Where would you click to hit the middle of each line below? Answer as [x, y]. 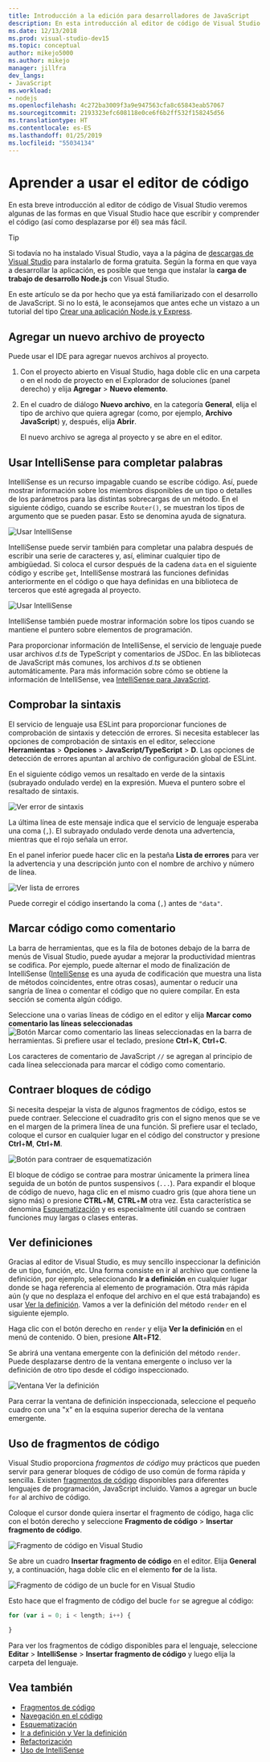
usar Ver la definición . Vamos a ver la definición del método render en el [128, 1305]
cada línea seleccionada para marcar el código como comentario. [117, 1064]
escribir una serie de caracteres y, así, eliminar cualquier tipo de [115, 556]
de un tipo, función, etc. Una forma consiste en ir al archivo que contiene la [133, 1270]
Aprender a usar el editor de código [129, 183]
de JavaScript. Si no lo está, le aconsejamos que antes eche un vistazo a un [134, 303]
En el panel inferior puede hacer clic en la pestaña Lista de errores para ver [134, 854]
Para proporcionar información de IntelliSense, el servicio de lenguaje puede [135, 645]
